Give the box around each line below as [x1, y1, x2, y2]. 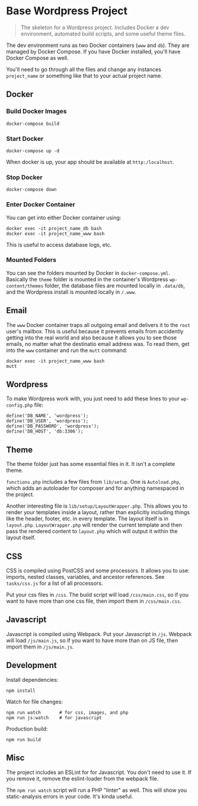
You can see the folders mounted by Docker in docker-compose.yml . [6, 269, 170, 276]
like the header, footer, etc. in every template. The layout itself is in [6, 515, 169, 522]
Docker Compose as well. [6, 54, 69, 61]
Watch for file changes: [6, 698, 63, 705]
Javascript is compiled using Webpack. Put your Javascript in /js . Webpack [6, 630, 192, 637]
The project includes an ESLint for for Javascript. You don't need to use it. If [6, 769, 191, 776]
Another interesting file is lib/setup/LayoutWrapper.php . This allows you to [6, 502, 188, 509]
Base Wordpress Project [6, 4, 128, 18]
